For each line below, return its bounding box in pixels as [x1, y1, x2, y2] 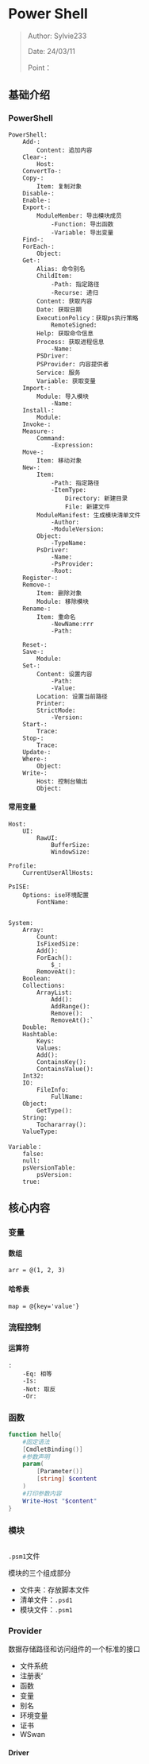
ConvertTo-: [22, 167, 62, 175]
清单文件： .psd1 [19, 1595, 73, 1604]
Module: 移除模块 [36, 598, 90, 605]
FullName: [50, 1093, 83, 1101]
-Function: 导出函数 [50, 220, 114, 228]
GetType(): [36, 1106, 73, 1115]
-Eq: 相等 [22, 1370, 53, 1378]
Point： [27, 63, 52, 72]
